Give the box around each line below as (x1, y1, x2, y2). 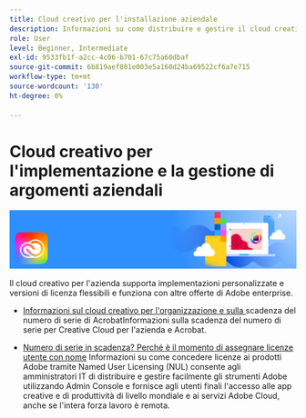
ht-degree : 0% (9, 91, 64, 100)
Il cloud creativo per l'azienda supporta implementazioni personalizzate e (9, 277, 285, 288)
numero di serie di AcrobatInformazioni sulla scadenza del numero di (22, 314, 282, 325)
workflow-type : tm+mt (9, 73, 92, 82)
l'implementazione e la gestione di (9, 160, 275, 181)
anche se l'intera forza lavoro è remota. (22, 400, 170, 411)
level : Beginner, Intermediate (9, 44, 128, 53)
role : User (9, 34, 51, 43)
